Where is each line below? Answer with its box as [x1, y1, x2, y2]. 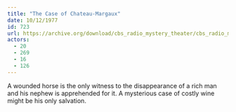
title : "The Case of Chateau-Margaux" [7, 10, 121, 17]
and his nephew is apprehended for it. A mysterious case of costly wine [7, 89, 215, 97]
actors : [7, 36, 30, 43]
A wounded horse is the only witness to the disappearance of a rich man [7, 81, 218, 90]
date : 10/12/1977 [7, 17, 58, 24]
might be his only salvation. [7, 96, 86, 105]
